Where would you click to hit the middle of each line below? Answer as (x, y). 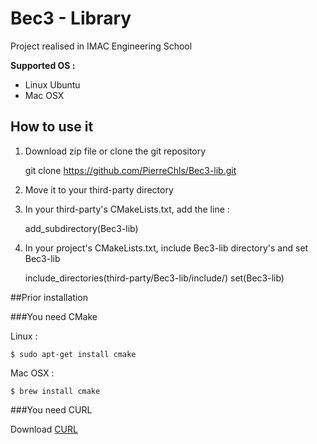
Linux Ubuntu (52, 84)
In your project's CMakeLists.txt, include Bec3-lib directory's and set (166, 248)
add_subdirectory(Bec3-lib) (81, 228)
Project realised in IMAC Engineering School (101, 46)
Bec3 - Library (71, 18)
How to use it (52, 127)
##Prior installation (49, 297)
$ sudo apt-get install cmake (73, 354)
